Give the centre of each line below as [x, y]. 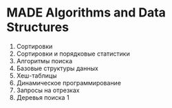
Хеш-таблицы [36, 75]
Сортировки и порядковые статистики [73, 54]
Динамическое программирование [69, 83]
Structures [38, 27]
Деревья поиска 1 [43, 97]
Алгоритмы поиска [44, 61]
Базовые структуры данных [57, 68]
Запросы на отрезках [48, 90]
